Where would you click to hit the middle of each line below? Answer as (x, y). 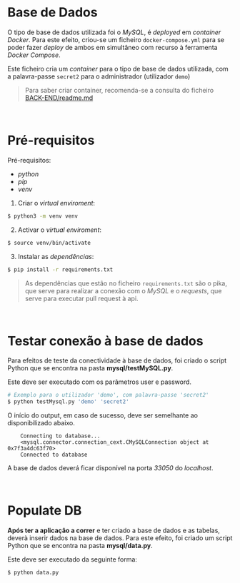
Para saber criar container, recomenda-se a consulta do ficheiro (119, 90)
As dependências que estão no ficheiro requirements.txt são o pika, (126, 283)
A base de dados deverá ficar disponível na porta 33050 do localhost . (110, 468)
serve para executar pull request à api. (81, 298)
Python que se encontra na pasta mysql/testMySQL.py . (90, 368)
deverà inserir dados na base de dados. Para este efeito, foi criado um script (120, 538)
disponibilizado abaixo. (41, 423)
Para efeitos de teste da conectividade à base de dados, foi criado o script (117, 360)
